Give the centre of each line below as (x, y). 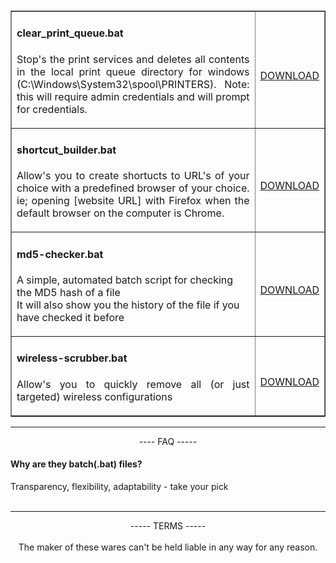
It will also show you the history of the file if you (128, 305)
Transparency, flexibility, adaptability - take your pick (119, 486)
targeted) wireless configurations (94, 396)
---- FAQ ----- (168, 441)
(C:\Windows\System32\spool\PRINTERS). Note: (133, 84)
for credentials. (52, 109)
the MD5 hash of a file (68, 292)
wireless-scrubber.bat (72, 358)
